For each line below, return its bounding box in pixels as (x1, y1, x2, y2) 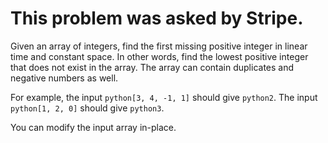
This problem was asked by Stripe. (10, 7, 304, 30)
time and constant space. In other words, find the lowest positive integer (10, 50, 309, 62)
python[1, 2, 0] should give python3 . (10, 102, 165, 114)
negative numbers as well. (10, 72, 119, 84)
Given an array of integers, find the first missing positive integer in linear (10, 40, 308, 52)
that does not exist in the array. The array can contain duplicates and (10, 61, 295, 73)
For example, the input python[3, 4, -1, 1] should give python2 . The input (10, 91, 318, 103)
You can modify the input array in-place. (10, 121, 177, 133)
